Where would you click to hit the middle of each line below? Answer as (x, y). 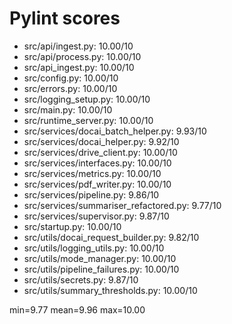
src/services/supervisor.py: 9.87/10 (96, 216)
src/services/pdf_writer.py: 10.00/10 (97, 184)
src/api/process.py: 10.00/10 (82, 56)
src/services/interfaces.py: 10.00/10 (97, 163)
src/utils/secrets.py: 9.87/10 (81, 279)
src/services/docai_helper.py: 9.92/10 (101, 141)
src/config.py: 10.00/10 (71, 78)
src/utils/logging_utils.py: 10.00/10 (94, 248)
